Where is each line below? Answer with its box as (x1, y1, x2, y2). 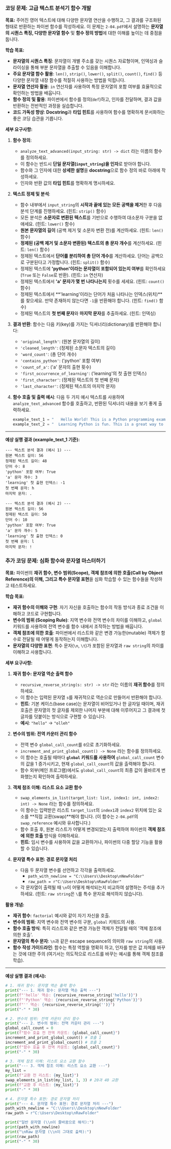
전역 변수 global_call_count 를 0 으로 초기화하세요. (20, 742, 121, 748)
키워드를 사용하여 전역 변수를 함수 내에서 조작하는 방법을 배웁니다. (12, 624, 144, 630)
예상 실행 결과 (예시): (5, 973, 47, 979)
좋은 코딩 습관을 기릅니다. (12, 116, 64, 122)
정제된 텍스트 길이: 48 (5, 458, 47, 464)
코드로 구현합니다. (26, 611, 62, 617)
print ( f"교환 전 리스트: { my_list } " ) (5, 1073, 79, 1078)
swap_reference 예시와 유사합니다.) (20, 820, 91, 826)
